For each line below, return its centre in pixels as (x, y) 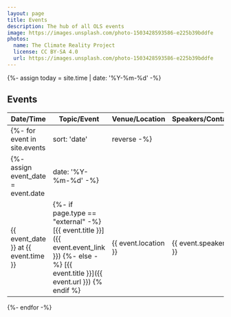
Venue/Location (139, 119)
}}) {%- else (72, 256)
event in (23, 139)
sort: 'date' (70, 139)
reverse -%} (132, 139)
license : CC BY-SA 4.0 (46, 52)
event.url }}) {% (78, 281)
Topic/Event (79, 119)
